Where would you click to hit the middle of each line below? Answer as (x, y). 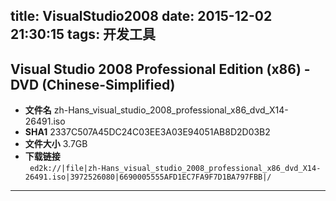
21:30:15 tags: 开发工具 (83, 34)
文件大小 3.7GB (56, 144)
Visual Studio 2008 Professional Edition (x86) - (160, 69)
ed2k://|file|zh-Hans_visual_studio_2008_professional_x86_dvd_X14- (175, 169)
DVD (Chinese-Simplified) (93, 84)
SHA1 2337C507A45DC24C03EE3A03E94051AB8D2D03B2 (147, 132)
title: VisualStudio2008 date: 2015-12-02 (141, 16)
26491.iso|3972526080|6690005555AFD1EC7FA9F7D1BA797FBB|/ (148, 177)
